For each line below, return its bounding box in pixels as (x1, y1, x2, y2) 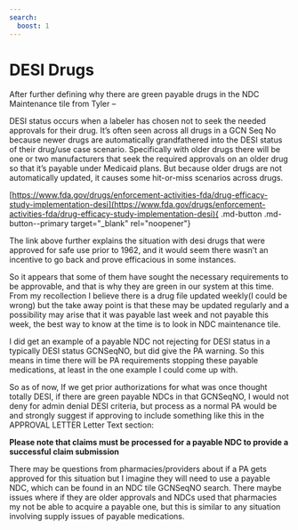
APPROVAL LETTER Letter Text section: (9, 420, 154, 430)
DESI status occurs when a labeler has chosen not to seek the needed (9, 116, 267, 126)
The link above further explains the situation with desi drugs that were (9, 235, 265, 246)
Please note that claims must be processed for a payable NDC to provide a (9, 437, 289, 448)
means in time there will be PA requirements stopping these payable (9, 355, 259, 366)
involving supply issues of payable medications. (9, 511, 185, 522)
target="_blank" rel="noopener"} (70, 218, 191, 229)
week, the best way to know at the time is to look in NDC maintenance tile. (9, 319, 281, 330)
